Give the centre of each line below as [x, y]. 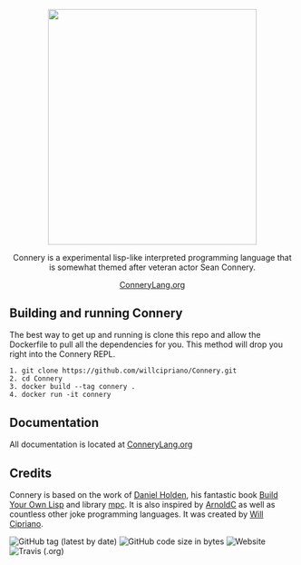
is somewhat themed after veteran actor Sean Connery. [152, 267]
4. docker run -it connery [60, 395]
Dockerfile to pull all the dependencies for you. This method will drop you [146, 344]
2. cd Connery [36, 379]
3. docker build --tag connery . [73, 387]
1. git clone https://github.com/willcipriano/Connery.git [123, 371]
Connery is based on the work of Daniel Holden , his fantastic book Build [144, 494]
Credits [31, 473]
